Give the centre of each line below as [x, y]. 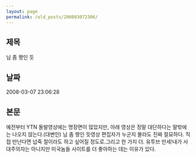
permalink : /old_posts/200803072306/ [52, 17]
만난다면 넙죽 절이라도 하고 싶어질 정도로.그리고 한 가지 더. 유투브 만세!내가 [97, 142]
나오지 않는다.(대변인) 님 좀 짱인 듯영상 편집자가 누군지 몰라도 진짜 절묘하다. [98, 134]
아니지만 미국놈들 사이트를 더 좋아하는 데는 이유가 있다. [94, 149]
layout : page [22, 11]
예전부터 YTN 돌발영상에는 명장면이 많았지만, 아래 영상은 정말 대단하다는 [89, 127]
